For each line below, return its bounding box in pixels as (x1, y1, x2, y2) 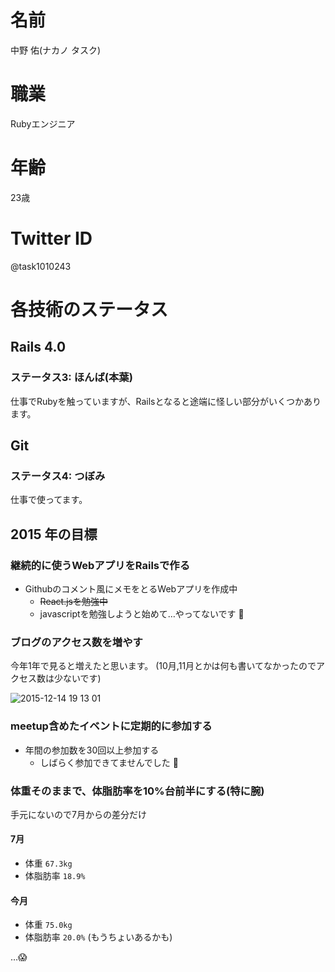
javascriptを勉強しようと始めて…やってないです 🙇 (39, 608, 245, 620)
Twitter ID (10, 227, 93, 250)
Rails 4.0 (10, 339, 67, 356)
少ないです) (53, 672, 102, 685)
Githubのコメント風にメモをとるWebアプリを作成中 (24, 583, 238, 595)
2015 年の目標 (10, 526, 98, 543)
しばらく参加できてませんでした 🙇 (39, 756, 179, 768)
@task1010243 (10, 260, 72, 272)
